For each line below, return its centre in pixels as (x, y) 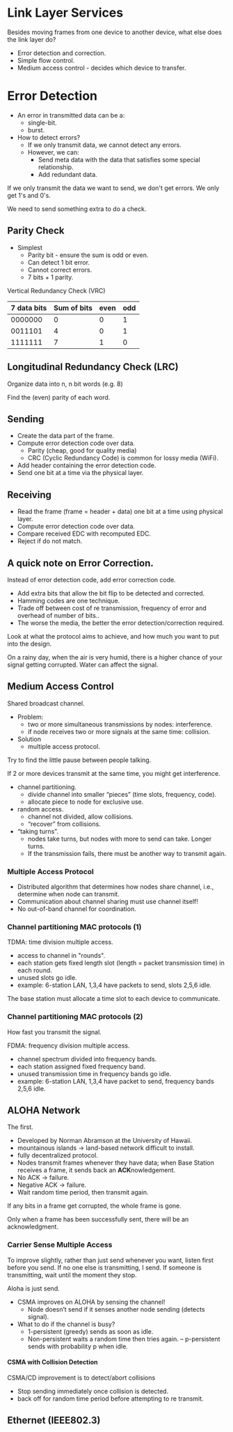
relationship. (56, 167)
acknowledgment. (33, 1227)
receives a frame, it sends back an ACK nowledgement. (96, 1170)
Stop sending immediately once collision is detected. (93, 1391)
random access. (40, 809)
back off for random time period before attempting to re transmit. (110, 1399)
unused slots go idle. (47, 978)
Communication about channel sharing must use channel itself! (107, 902)
